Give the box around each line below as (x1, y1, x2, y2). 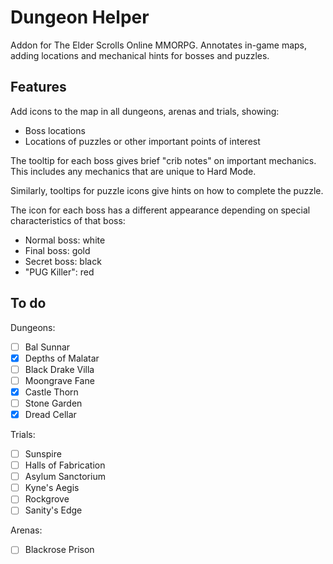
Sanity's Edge (24, 504, 83, 516)
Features (10, 79, 67, 96)
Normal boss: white (24, 234, 106, 246)
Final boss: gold (24, 244, 91, 256)
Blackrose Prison (24, 544, 95, 556)
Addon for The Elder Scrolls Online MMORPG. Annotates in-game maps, (10, 39, 308, 51)
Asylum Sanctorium (24, 471, 106, 483)
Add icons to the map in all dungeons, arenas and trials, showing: (10, 105, 280, 117)
